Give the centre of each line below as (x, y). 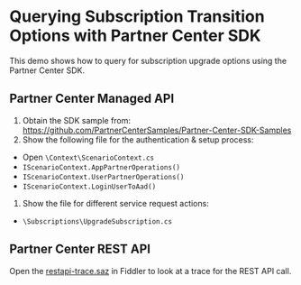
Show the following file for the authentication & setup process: (138, 139)
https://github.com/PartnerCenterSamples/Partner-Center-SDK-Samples (157, 130)
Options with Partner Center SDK (135, 36)
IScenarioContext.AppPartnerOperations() (101, 167)
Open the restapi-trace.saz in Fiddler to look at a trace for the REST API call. (150, 271)
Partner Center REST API (80, 249)
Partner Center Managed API (92, 99)
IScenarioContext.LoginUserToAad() (89, 187)
